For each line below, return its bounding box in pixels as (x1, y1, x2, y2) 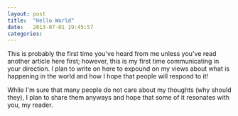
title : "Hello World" (7, 17, 75, 24)
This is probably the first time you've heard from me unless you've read (7, 50, 217, 58)
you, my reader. (7, 100, 53, 110)
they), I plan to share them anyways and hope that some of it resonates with (7, 93, 229, 102)
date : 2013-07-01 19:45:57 (7, 23, 94, 30)
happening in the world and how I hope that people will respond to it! (7, 72, 209, 81)
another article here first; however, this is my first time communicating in (7, 57, 220, 66)
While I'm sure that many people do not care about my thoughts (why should (7, 86, 232, 94)
